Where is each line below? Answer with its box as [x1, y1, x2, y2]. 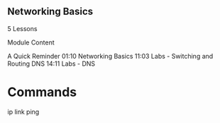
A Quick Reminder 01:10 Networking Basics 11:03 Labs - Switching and [7, 52, 214, 60]
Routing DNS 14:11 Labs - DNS [7, 59, 96, 68]
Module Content [7, 38, 55, 47]
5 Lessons [7, 24, 38, 33]
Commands [7, 84, 77, 100]
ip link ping [7, 107, 40, 116]
